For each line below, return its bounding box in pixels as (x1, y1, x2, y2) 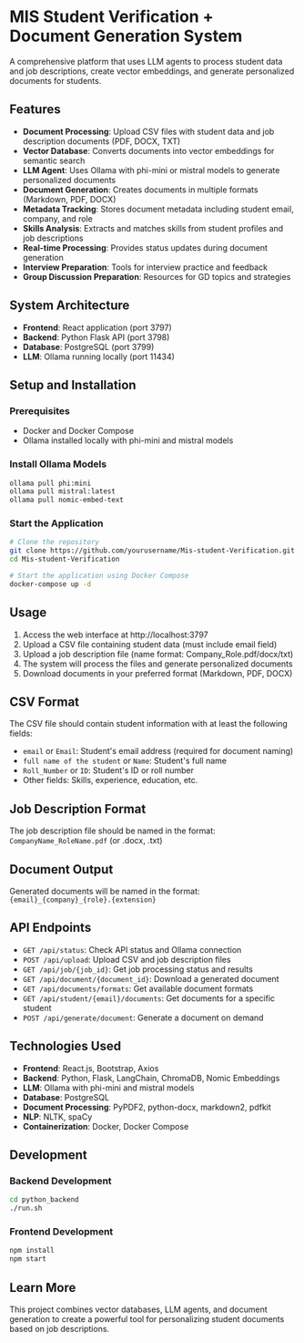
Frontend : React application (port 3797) (22, 322, 173, 333)
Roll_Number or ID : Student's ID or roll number (22, 765, 194, 776)
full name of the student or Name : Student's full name (22, 755, 228, 767)
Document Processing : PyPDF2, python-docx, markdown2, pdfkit (22, 1101, 271, 1112)
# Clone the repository (9, 538, 100, 547)
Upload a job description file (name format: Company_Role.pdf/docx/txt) (22, 648, 294, 659)
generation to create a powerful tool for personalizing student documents (9, 1314, 285, 1325)
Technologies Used (9, 1038, 121, 1054)
